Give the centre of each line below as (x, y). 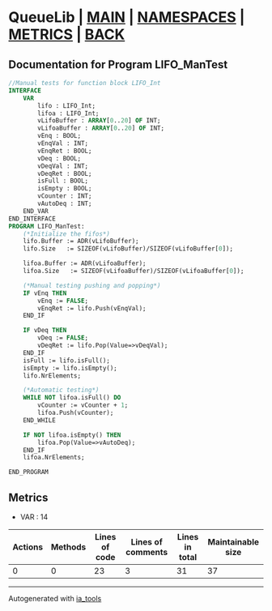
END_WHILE (40, 420)
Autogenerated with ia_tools (55, 598)
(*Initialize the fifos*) (67, 234)
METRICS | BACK (67, 34)
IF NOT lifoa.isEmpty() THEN (72, 435)
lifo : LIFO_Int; (66, 105)
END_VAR (36, 211)
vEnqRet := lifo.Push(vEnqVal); (92, 308)
